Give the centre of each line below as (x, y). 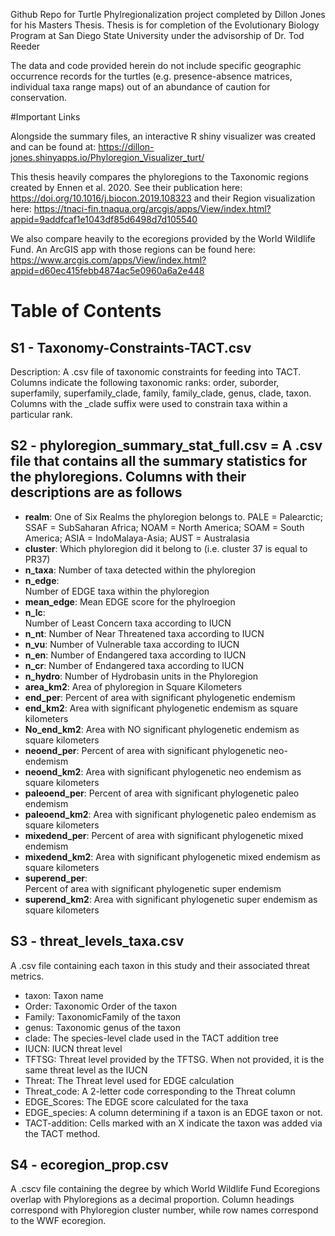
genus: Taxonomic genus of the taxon (102, 1027)
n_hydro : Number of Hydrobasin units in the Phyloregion (141, 676)
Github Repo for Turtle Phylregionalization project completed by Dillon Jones (168, 14)
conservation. (39, 97)
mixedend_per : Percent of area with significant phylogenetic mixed (164, 835)
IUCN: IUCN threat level (73, 1048)
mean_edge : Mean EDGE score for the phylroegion (130, 601)
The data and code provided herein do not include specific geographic (156, 65)
